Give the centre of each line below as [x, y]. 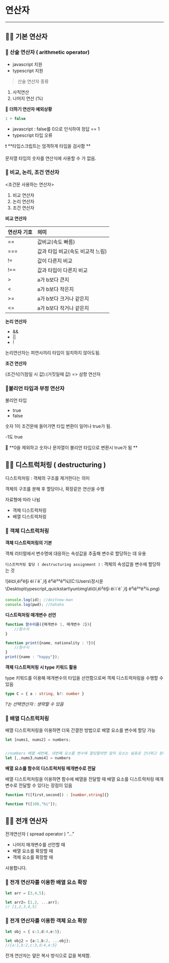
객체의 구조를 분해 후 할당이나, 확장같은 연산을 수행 [55, 489]
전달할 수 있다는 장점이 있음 [45, 785]
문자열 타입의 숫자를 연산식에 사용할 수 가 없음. [51, 158]
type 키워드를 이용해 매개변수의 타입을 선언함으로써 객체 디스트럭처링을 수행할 [82, 678]
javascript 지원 [27, 64]
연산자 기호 [20, 232]
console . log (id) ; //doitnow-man [39, 600]
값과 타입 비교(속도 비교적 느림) [72, 251]
